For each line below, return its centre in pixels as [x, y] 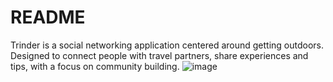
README [48, 17]
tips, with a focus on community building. [95, 66]
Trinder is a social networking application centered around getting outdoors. [167, 45]
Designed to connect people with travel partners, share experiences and [159, 55]
